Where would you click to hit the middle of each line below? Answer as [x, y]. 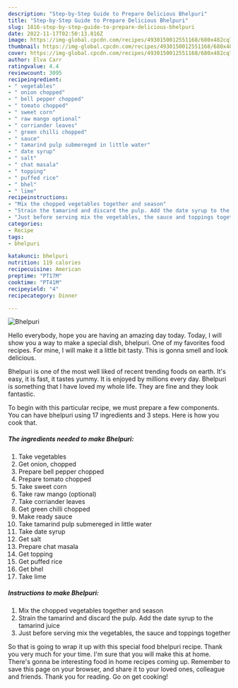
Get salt [30, 539]
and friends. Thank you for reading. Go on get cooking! [88, 677]
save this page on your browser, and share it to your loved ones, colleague [117, 669]
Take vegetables [42, 457]
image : [18, 40]
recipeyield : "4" [34, 289]
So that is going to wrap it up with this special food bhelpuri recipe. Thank [115, 647]
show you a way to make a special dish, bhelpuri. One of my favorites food [117, 343]
